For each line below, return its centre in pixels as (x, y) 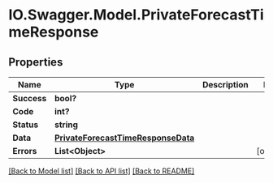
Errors (25, 151)
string (66, 125)
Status (26, 125)
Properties (36, 62)
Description (225, 85)
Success (30, 98)
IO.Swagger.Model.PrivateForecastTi (136, 15)
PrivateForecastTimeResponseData (124, 138)
